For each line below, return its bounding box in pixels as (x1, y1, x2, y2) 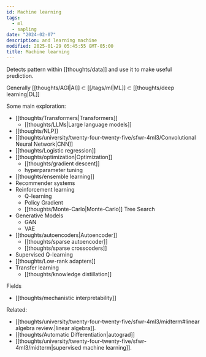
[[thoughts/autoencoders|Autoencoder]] (15, 231, 118, 239)
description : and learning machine (6, 37, 97, 43)
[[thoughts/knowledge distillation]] (24, 270, 112, 277)
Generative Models (15, 212, 64, 219)
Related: (6, 306, 28, 313)
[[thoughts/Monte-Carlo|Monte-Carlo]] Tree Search (24, 205, 155, 212)
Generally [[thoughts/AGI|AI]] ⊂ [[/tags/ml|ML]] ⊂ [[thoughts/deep (6, 84, 175, 91)
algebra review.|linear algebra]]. (15, 324, 96, 331)
